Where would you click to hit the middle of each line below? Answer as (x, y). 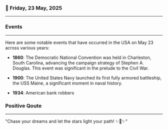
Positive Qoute (23, 105)
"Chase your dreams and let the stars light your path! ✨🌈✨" (66, 121)
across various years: (27, 47)
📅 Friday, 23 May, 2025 (34, 8)
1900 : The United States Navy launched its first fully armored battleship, (87, 77)
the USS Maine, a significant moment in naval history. (67, 83)
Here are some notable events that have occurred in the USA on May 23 (79, 42)
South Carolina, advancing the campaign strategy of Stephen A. (78, 62)
